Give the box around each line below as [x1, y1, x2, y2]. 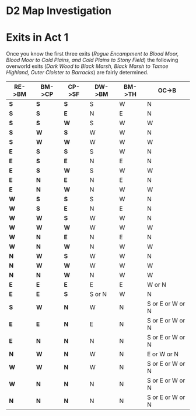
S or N [89, 290, 107, 298]
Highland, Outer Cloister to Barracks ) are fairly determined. [6, 69, 149, 76]
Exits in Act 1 [6, 31, 69, 44]
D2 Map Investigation [6, 4, 112, 18]
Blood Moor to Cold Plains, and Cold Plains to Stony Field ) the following [6, 57, 178, 64]
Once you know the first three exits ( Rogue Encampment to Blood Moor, [6, 50, 179, 57]
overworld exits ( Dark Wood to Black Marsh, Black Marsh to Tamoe [6, 63, 169, 70]
